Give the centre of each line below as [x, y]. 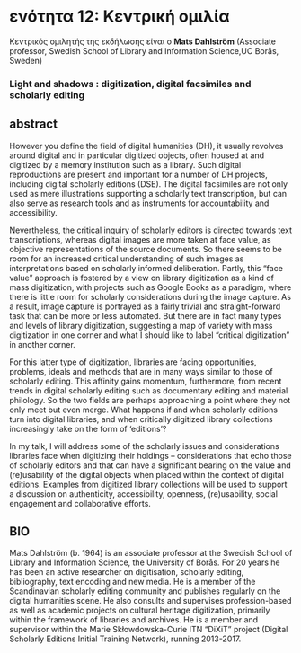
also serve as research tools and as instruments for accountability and [139, 203]
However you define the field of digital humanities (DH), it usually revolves [146, 146]
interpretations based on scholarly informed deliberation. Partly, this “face [146, 268]
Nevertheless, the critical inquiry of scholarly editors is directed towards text [151, 230]
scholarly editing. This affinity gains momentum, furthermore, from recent [146, 381]
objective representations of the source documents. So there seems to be [146, 249]
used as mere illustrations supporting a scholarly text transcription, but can [148, 193]
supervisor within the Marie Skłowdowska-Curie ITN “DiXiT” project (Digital [149, 630]
